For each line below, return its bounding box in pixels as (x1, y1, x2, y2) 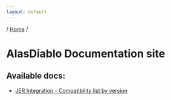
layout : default (6, 8, 47, 15)
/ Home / (6, 25, 28, 33)
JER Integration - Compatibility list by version (15, 87, 128, 94)
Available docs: (6, 71, 66, 81)
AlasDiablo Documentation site (6, 47, 166, 61)
